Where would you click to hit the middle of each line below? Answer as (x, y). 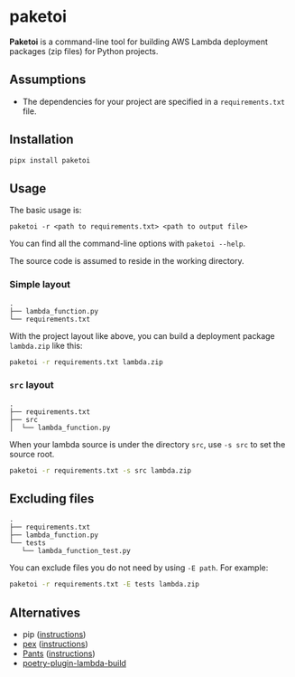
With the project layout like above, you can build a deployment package (142, 335)
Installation (41, 140)
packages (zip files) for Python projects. (84, 51)
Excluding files (52, 498)
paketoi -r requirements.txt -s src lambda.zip (101, 470)
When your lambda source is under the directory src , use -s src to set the (147, 444)
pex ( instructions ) (55, 644)
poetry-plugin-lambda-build (74, 663)
